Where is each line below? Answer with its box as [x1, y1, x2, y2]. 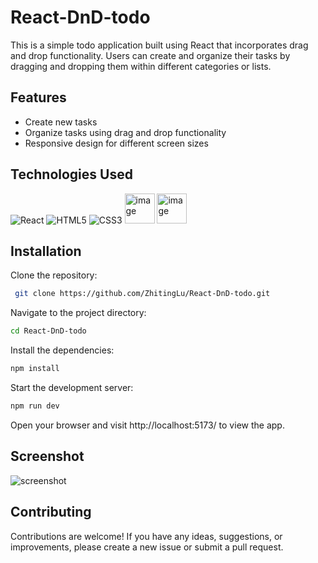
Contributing [10, 504, 92, 521]
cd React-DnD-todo [10, 326, 87, 336]
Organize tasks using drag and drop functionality [24, 126, 227, 138]
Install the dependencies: [10, 344, 115, 356]
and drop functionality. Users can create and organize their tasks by [10, 49, 291, 61]
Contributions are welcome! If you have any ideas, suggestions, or [10, 530, 283, 542]
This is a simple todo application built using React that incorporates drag [10, 39, 309, 51]
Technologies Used [10, 166, 133, 183]
